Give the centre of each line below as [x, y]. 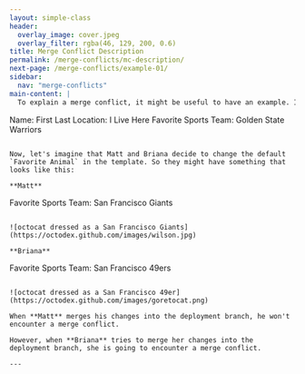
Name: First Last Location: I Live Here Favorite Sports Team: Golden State [147, 120]
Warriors [26, 129]
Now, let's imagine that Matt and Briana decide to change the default [148, 154]
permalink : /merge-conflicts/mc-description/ [97, 60]
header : [24, 26]
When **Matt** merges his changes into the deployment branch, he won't [150, 316]
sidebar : [26, 77]
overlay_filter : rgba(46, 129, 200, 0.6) [97, 43]
